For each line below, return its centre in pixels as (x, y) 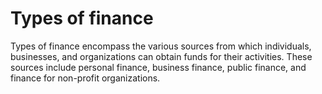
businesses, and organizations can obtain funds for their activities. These (161, 56)
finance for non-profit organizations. (85, 78)
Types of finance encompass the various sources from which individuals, (161, 46)
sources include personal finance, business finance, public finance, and (158, 67)
